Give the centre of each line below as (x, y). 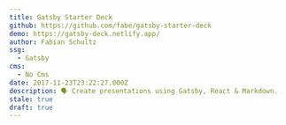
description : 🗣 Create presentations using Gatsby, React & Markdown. (144, 91)
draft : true (31, 107)
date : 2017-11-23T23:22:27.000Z (69, 83)
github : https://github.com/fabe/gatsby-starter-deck (111, 26)
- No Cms (33, 75)
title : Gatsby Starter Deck (61, 17)
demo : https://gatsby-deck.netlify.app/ (85, 33)
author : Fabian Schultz (53, 42)
